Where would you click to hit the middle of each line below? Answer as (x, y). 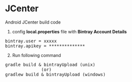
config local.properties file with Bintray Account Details (69, 31)
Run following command (36, 55)
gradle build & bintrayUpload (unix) (50, 65)
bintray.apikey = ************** (45, 46)
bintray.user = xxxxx (31, 41)
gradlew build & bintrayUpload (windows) (55, 74)
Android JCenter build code (33, 22)
